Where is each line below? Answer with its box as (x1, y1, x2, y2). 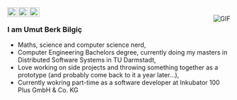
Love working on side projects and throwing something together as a (17, 63, 219, 72)
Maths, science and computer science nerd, (17, 40, 146, 49)
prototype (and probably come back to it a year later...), (17, 71, 180, 79)
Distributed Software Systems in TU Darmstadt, (17, 56, 156, 65)
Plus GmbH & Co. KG (17, 86, 79, 94)
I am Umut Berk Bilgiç (7, 24, 83, 34)
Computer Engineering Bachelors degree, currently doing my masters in (17, 48, 228, 57)
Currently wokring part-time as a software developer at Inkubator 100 (17, 78, 221, 87)
